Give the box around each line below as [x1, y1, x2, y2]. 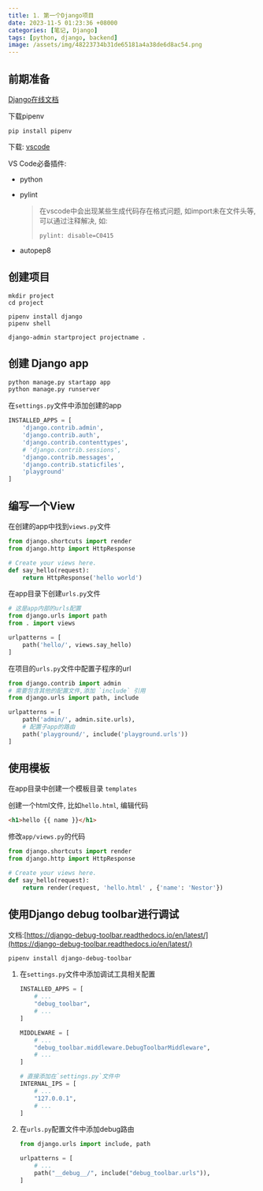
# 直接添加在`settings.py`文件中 [19, 1073, 120, 1080]
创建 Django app [8, 357, 89, 370]
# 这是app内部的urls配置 [8, 605, 81, 613]
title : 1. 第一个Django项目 [8, 11, 94, 20]
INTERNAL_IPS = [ [19, 1080, 77, 1088]
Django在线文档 [8, 94, 59, 103]
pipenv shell [8, 319, 51, 328]
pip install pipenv [8, 127, 72, 135]
